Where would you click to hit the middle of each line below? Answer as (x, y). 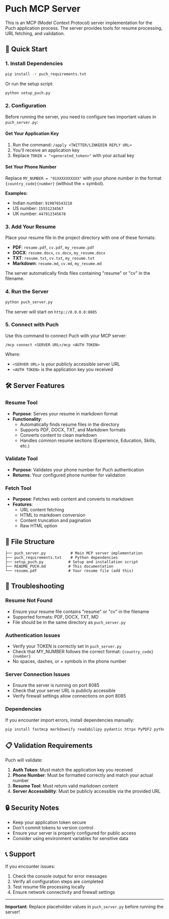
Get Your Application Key (32, 133)
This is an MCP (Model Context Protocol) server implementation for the (79, 23)
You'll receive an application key (46, 150)
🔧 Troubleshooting (35, 586)
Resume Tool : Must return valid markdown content (65, 786)
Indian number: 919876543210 (42, 203)
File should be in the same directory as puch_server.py (69, 622)
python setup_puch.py (28, 93)
